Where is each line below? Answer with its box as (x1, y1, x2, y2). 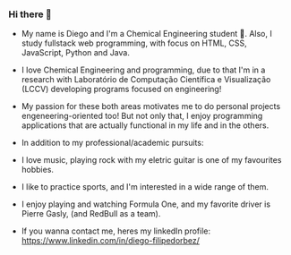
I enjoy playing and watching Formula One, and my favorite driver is (21, 199, 270, 209)
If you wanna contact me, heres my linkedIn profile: (21, 225, 211, 236)
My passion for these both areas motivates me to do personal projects (21, 101, 281, 112)
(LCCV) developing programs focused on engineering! (21, 84, 222, 95)
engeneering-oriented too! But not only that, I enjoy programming (21, 111, 263, 122)
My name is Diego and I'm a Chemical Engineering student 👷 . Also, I (21, 29, 272, 39)
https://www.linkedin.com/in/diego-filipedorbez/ (21, 235, 201, 246)
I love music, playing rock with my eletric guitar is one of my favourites (21, 155, 282, 166)
